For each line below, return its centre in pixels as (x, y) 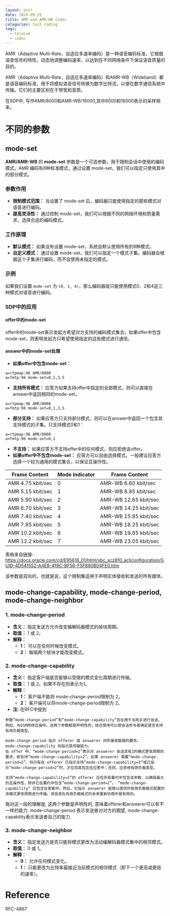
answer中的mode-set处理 (33, 351)
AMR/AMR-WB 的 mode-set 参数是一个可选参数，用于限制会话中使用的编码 (85, 162)
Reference (27, 895)
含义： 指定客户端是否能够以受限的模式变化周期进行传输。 (73, 678)
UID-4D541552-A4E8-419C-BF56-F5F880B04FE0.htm (62, 566)
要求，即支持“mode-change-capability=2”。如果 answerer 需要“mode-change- (82, 757)
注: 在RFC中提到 (29, 709)
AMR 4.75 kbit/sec (30, 484)
